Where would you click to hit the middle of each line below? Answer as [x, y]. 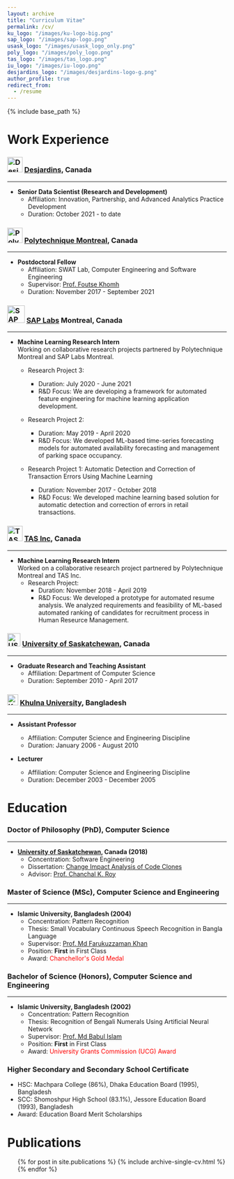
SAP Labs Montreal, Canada [75, 320]
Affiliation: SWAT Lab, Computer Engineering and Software [112, 269]
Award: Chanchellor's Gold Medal [76, 958]
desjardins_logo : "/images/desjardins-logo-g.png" [82, 72]
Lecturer [30, 759]
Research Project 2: [56, 420]
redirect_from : [29, 85]
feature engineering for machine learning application [114, 399]
